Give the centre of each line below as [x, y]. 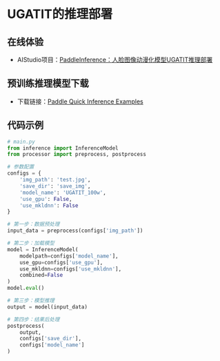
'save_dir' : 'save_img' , [55, 186]
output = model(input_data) [48, 307]
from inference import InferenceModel [63, 148]
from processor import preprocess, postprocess [77, 155]
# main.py [21, 142]
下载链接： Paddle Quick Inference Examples [80, 101]
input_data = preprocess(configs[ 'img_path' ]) [75, 231]
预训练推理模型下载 [48, 84]
